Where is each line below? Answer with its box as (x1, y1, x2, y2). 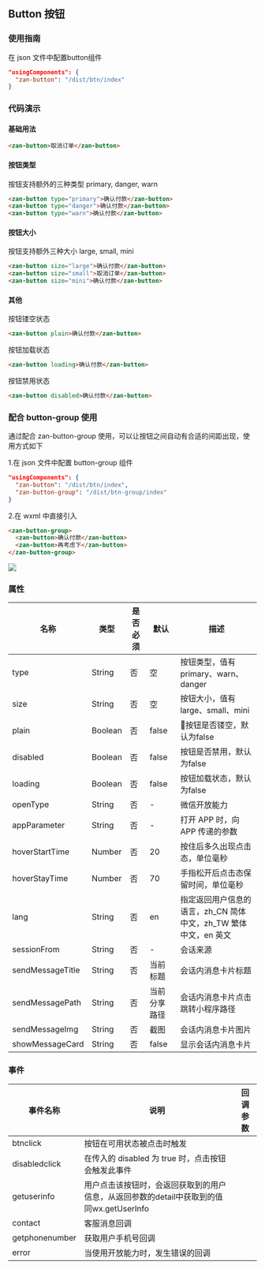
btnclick (12, 1137, 42, 1148)
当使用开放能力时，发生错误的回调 (84, 1247, 211, 1258)
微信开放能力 (180, 800, 228, 811)
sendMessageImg (12, 1024, 79, 1035)
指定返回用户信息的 (180, 894, 252, 905)
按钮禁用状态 (8, 375, 50, 385)
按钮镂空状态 (8, 314, 50, 323)
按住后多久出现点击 (180, 841, 252, 852)
